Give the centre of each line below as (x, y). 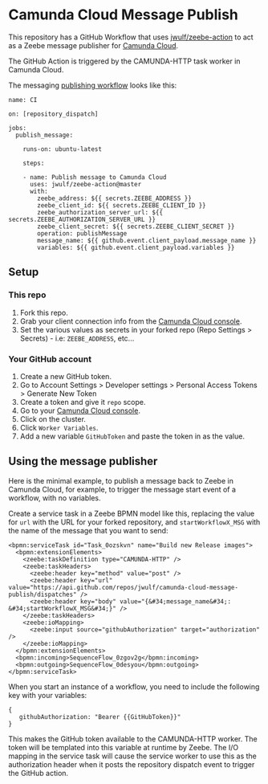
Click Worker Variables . (59, 427)
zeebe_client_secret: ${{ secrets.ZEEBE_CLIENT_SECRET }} (136, 227)
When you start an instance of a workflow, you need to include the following (134, 686)
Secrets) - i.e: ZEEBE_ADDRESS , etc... (77, 338)
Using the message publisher (83, 461)
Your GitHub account (50, 359)
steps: (34, 163)
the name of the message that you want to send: (88, 530)
